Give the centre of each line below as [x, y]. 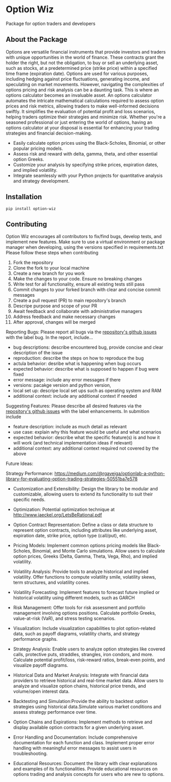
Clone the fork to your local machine [51, 268]
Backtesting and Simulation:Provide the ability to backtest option [81, 701]
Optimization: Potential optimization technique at [64, 510]
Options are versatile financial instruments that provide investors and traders [86, 51]
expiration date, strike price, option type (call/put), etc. [70, 536]
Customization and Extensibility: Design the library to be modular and [85, 489]
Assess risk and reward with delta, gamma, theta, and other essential [85, 153]
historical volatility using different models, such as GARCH [74, 598]
